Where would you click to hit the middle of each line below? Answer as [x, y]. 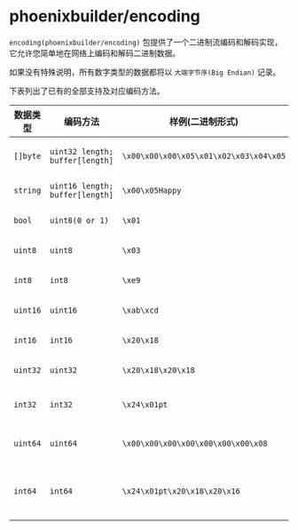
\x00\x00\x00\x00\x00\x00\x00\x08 [195, 443]
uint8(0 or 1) [79, 220]
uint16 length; [82, 186]
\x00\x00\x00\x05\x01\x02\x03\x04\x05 [204, 156]
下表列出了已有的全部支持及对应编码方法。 [87, 91]
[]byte [27, 156]
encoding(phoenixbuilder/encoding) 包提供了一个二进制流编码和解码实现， [146, 42]
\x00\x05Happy [152, 190]
